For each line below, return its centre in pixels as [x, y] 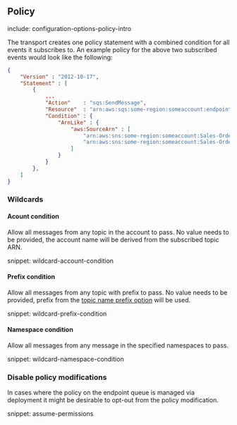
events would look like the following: [60, 57]
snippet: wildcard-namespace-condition [66, 359]
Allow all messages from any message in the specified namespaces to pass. [118, 345]
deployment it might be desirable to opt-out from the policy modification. [113, 400]
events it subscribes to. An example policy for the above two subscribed [112, 49]
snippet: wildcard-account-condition [61, 261]
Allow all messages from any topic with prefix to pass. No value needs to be [117, 292]
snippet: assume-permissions [50, 414]
